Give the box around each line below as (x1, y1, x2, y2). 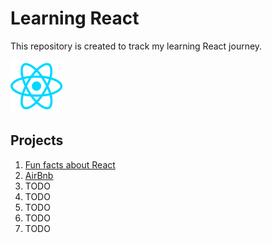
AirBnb (24, 169, 54, 181)
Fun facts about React (24, 158, 116, 171)
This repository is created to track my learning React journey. (10, 40, 263, 52)
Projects (10, 132, 64, 149)
